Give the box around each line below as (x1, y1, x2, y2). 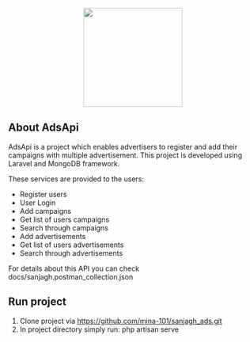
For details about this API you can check (8, 264, 140, 273)
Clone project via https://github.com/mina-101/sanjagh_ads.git (19, 316, 223, 325)
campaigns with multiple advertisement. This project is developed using (8, 150, 243, 160)
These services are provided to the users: (8, 174, 145, 184)
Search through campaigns (19, 222, 109, 233)
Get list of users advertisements (19, 240, 124, 249)
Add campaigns (19, 206, 72, 215)
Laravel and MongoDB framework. (8, 158, 120, 168)
